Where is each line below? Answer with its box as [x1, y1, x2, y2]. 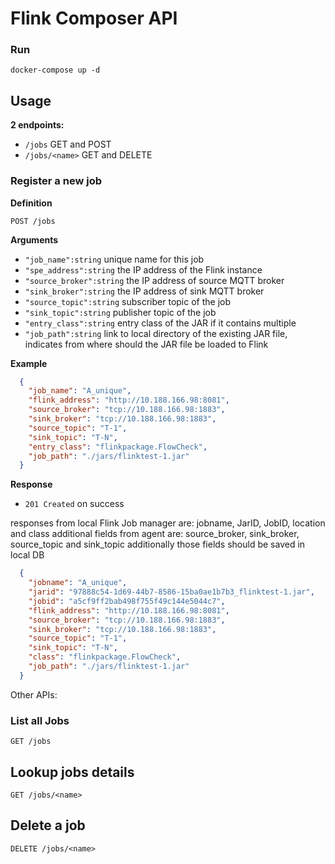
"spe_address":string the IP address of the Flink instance [24, 263, 263, 276]
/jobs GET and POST [24, 138, 112, 151]
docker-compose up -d [10, 65, 101, 76]
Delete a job [10, 817, 86, 834]
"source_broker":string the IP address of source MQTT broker [24, 274, 285, 286]
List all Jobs [10, 713, 70, 727]
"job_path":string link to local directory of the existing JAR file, [24, 327, 288, 339]
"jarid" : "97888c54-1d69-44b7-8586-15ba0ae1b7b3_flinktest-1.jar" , [28, 587, 315, 597]
